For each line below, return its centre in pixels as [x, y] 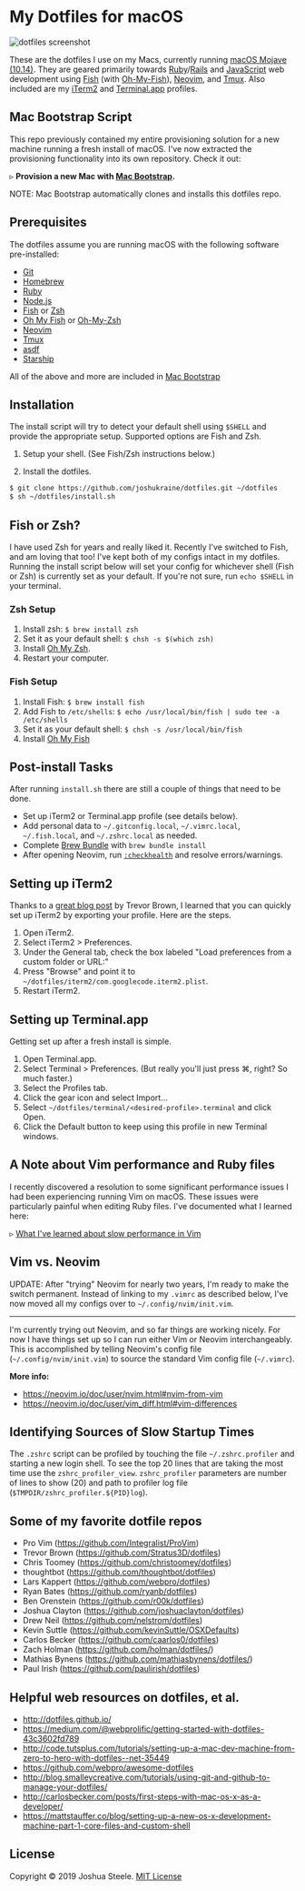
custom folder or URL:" [65, 962]
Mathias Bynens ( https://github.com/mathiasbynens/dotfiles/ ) [138, 1659]
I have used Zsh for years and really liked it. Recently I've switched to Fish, [149, 547]
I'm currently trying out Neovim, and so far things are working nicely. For [145, 1330]
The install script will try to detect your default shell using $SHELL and [138, 427]
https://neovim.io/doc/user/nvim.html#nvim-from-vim [123, 1393]
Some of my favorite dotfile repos [106, 1521]
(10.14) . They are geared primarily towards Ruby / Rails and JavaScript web [147, 69]
